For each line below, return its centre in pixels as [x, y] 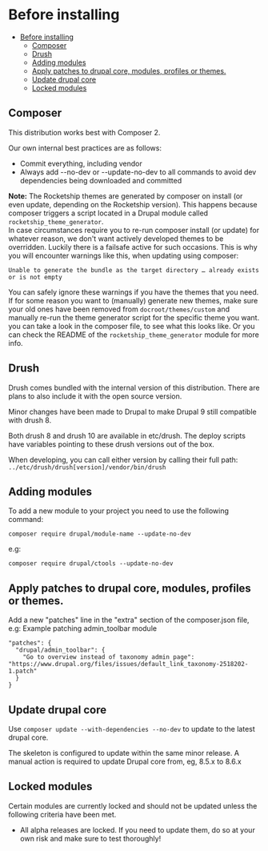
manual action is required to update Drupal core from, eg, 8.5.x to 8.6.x [125, 761]
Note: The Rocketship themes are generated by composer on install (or [126, 196]
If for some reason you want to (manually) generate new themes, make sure [133, 300]
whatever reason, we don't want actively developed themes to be [116, 239]
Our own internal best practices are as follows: [85, 148]
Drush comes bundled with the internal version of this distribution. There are [134, 387]
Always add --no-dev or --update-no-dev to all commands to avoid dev [138, 172]
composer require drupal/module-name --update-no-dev [100, 534]
